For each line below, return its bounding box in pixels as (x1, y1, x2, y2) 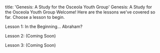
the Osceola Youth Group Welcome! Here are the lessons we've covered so (5, 9, 156, 15)
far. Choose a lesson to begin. (5, 14, 65, 20)
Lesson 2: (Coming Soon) (5, 33, 56, 39)
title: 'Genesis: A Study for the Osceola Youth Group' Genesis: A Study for (5, 4, 152, 10)
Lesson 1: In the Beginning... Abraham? (5, 24, 83, 29)
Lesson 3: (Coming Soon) (5, 42, 56, 48)
